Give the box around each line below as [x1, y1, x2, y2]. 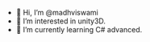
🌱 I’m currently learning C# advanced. [15, 25, 143, 34]
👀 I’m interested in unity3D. [15, 16, 106, 26]
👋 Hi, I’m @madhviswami [15, 8, 98, 17]
